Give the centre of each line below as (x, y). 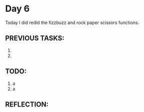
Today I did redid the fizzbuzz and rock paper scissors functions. (72, 22)
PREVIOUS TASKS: (35, 38)
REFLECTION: (27, 104)
